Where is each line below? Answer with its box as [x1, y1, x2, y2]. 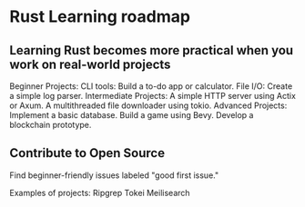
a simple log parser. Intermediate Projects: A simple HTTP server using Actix [9, 91, 296, 101]
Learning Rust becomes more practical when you [9, 43, 294, 58]
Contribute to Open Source [9, 145, 166, 161]
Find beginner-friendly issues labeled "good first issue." [9, 170, 219, 181]
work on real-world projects [9, 56, 171, 72]
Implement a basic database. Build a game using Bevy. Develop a [9, 110, 254, 120]
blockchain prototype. [9, 120, 92, 130]
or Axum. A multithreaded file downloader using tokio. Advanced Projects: [9, 100, 288, 111]
